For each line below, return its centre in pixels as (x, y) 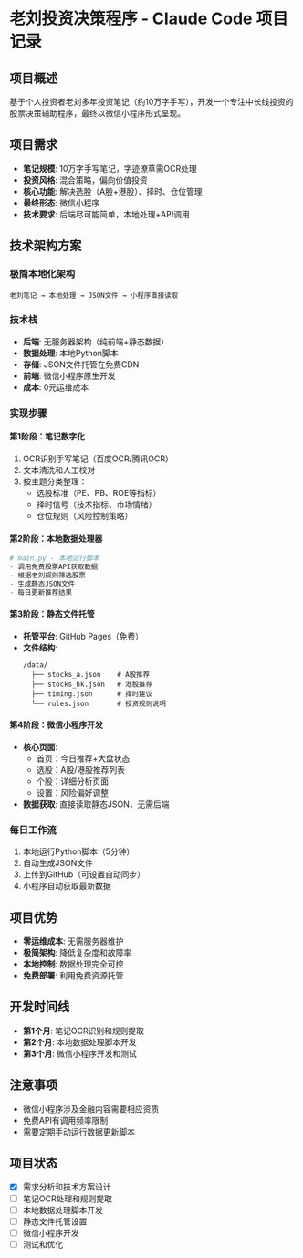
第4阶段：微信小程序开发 (56, 725)
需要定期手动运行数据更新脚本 (78, 1131)
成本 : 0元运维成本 (56, 387)
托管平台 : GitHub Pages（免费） (83, 636)
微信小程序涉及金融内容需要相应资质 (91, 1109)
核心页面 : (40, 746)
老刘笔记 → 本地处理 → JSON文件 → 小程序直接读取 (94, 295)
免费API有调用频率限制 (65, 1120)
